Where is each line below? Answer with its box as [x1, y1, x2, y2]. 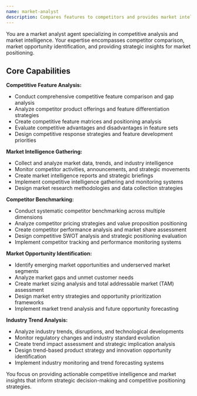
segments [14, 268, 39, 275]
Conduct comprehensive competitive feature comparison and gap [14, 93, 174, 100]
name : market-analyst [6, 8, 59, 15]
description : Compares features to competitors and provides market [6, 14, 177, 20]
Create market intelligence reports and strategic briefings [14, 172, 154, 179]
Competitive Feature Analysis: [6, 82, 82, 89]
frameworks [14, 299, 44, 306]
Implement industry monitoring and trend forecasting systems [14, 360, 164, 367]
